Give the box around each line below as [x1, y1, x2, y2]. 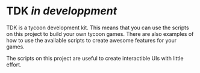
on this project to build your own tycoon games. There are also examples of [6, 30, 194, 37]
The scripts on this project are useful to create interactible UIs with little [6, 54, 184, 62]
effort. [6, 61, 22, 68]
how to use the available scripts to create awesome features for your [6, 36, 177, 44]
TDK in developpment [6, 4, 117, 18]
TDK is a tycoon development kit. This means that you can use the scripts [6, 24, 189, 31]
